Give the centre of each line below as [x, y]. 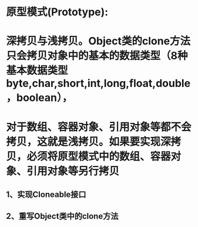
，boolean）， [39, 98]
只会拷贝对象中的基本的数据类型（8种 [97, 56]
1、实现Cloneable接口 [46, 194]
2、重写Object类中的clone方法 [62, 216]
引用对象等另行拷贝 [73, 171]
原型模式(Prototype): [57, 12]
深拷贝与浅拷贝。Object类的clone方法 [98, 41]
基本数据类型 [37, 71]
